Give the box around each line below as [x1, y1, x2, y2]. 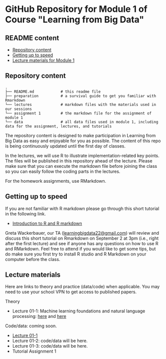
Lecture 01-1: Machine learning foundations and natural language [12, 308, 145, 314]
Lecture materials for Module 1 [12, 57, 75, 63]
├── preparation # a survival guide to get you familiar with [5, 93, 156, 99]
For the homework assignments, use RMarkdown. [5, 178, 107, 184]
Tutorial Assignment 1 [12, 348, 56, 355]
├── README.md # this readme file [5, 89, 101, 94]
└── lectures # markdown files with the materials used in [5, 102, 156, 107]
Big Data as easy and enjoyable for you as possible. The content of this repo [5, 138, 161, 144]
